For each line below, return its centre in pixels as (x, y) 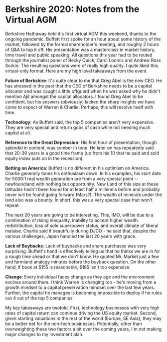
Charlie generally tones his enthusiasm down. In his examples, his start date (83, 173)
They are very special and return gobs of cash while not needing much (78, 127)
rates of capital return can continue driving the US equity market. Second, (81, 313)
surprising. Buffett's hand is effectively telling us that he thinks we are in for (83, 251)
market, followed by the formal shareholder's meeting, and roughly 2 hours (82, 44)
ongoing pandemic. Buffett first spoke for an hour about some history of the (83, 39)
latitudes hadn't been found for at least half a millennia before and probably (83, 189)
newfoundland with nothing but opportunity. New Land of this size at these (82, 184)
